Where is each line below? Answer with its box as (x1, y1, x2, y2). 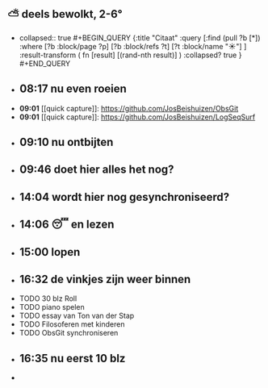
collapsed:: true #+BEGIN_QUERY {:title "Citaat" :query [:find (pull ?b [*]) (19, 32, 261, 43)
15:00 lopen (19, 245, 81, 259)
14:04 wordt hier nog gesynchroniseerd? (19, 190, 230, 204)
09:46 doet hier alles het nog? (19, 163, 174, 177)
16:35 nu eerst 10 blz (19, 351, 126, 365)
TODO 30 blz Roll (19, 294, 77, 303)
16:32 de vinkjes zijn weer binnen (19, 272, 191, 286)
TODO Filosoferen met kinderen (19, 319, 125, 329)
